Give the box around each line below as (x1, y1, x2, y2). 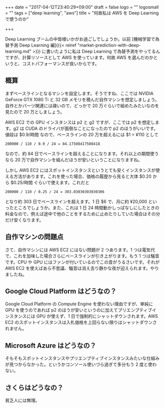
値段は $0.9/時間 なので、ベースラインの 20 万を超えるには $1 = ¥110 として (5, 131, 159, 137)
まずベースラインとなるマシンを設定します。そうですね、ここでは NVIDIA (5, 90, 154, 96)
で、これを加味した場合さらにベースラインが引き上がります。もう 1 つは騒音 (5, 253, 160, 259)
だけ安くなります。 (5, 217, 44, 223)
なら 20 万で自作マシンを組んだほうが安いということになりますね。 (5, 157, 143, 163)
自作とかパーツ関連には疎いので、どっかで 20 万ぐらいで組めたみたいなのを (5, 103, 159, 109)
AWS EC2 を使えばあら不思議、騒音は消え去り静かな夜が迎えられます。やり (5, 265, 159, 271)
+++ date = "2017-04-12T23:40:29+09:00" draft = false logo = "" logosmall (5, 4, 159, 10)
